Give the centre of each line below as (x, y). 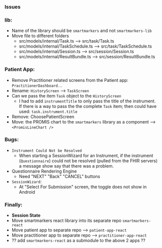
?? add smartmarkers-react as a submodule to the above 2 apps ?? (79, 241)
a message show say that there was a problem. (66, 166)
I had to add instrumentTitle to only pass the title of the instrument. (87, 101)
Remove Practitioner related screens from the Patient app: (70, 80)
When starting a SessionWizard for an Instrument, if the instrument (86, 155)
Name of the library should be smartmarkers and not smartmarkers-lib (81, 31)
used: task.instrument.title (48, 111)
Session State (26, 215)
